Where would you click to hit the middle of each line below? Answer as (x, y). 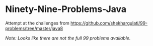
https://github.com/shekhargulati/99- (109, 23)
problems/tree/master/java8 (34, 28)
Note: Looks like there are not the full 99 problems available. (68, 38)
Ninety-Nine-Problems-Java (66, 9)
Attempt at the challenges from (37, 23)
